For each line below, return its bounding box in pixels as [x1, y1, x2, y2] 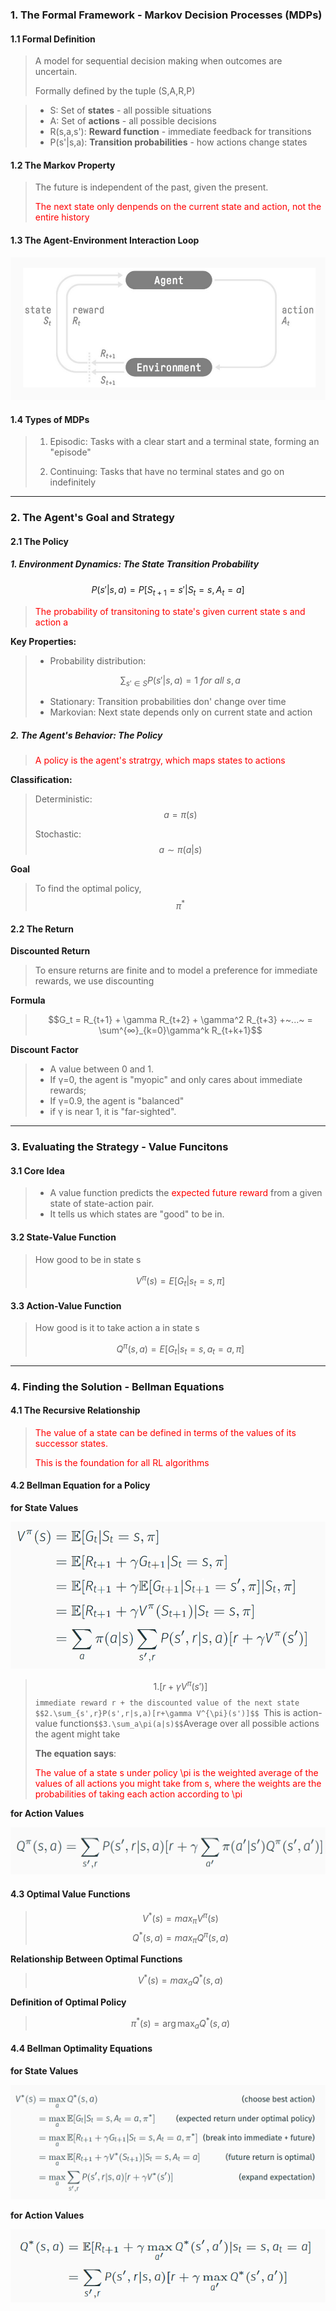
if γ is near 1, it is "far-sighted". [49, 1106, 177, 1118]
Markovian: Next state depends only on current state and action [49, 706, 313, 718]
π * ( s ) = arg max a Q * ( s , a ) [130, 2015, 231, 2032]
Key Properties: [10, 635, 77, 647]
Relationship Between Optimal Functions [10, 1953, 183, 1965]
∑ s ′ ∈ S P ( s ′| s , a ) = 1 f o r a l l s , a [119, 674, 241, 688]
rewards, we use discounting [34, 975, 155, 987]
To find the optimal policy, [34, 883, 142, 895]
